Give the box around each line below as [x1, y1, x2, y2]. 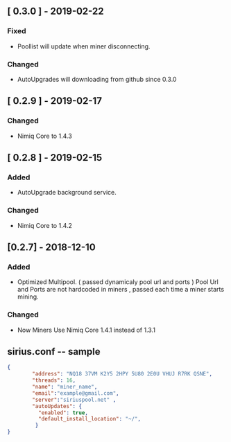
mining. [17, 292, 40, 301]
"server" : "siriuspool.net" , [32, 396, 117, 403]
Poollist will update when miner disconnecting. [17, 42, 151, 51]
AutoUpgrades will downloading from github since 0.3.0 [17, 75, 177, 83]
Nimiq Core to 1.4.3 [17, 132, 73, 140]
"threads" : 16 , [32, 377, 76, 384]
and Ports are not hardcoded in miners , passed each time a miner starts [17, 285, 224, 294]
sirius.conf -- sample [7, 346, 101, 357]
